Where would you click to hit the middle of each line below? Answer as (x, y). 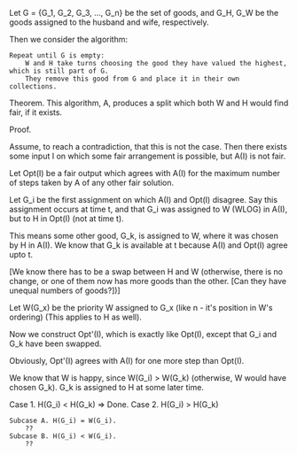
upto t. (21, 254)
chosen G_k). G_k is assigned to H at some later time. (106, 387)
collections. (33, 87)
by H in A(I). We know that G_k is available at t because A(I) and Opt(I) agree (148, 245)
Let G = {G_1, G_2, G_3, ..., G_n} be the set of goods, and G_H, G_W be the (144, 13)
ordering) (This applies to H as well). (75, 317)
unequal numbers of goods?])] (65, 290)
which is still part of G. (59, 71)
